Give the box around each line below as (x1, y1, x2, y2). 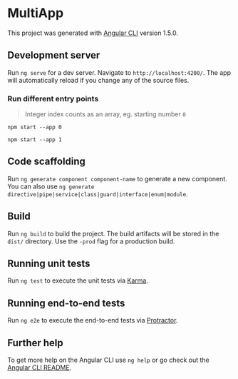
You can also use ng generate (7, 182, 95, 191)
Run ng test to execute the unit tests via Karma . (7, 276, 148, 285)
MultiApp (7, 5, 64, 21)
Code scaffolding (7, 156, 86, 168)
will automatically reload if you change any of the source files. (7, 76, 190, 84)
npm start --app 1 (7, 136, 62, 143)
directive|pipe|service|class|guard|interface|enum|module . (7, 189, 188, 198)
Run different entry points (7, 94, 99, 103)
